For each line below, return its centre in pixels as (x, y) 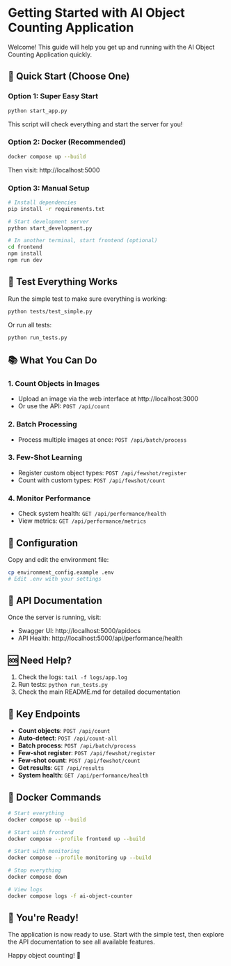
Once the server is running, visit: (55, 617)
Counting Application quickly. (50, 54)
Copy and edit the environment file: (58, 559)
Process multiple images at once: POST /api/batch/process (102, 439)
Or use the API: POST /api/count (64, 406)
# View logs (25, 889)
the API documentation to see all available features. (81, 942)
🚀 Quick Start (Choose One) (69, 76)
